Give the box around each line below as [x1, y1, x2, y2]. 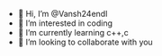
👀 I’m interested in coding [17, 18, 113, 28]
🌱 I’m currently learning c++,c [17, 28, 129, 37]
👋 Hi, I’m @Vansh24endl [17, 9, 108, 19]
